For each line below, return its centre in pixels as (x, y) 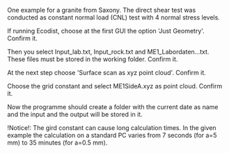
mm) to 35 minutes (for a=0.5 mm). (57, 143)
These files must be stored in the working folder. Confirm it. (93, 59)
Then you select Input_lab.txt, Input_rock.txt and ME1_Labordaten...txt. (108, 52)
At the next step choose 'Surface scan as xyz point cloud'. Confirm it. (107, 73)
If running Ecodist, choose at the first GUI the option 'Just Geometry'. (106, 31)
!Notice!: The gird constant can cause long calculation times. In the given (112, 128)
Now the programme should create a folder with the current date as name (113, 107)
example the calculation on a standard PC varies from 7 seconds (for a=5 (112, 135)
